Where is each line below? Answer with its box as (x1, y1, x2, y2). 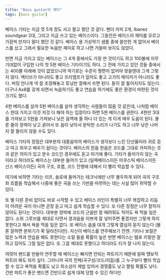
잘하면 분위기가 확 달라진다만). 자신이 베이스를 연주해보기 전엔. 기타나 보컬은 (10, 228, 158, 234)
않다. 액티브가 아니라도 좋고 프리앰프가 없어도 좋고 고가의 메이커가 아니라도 (10, 74, 155, 80)
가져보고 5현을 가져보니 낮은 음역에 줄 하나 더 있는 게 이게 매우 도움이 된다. (10, 115, 154, 122)
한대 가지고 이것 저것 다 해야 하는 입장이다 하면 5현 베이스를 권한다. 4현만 (10, 109, 152, 115)
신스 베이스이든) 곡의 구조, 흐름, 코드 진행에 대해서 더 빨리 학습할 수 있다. (5, 163, 145, 169)
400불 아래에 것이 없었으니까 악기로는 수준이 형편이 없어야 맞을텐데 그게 (10, 68, 150, 73)
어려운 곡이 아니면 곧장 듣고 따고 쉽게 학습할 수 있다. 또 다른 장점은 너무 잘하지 (10, 203, 161, 209)
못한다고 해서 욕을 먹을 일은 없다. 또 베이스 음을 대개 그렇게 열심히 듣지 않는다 (5, 221, 155, 227)
